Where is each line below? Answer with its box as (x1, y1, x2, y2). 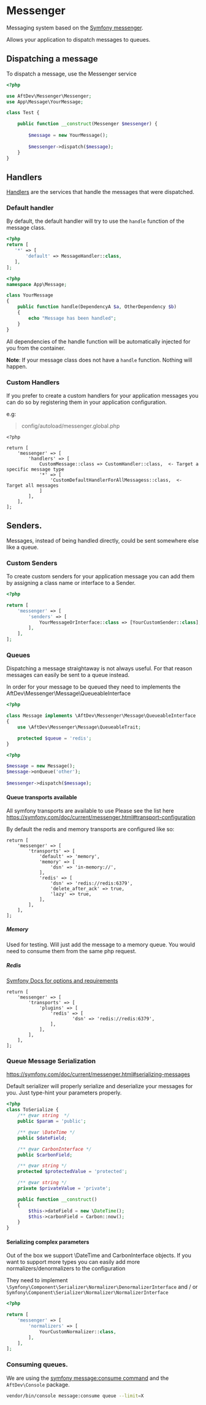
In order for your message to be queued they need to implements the (6, 683, 181, 691)
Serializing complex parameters (6, 1238, 90, 1245)
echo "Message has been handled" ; (28, 315, 116, 321)
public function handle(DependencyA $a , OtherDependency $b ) (17, 304, 177, 310)
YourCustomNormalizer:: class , (39, 1328, 116, 1335)
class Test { (6, 110, 40, 116)
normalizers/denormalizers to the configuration (6, 1265, 126, 1272)
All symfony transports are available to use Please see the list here (6, 807, 175, 815)
